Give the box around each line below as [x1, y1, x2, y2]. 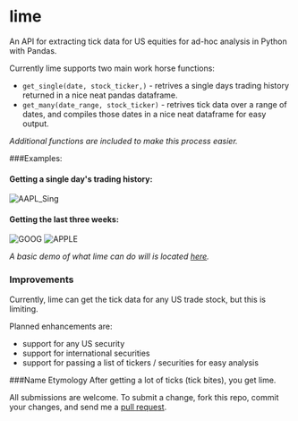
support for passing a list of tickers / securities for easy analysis [21, 357, 260, 368]
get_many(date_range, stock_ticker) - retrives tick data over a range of [21, 99, 288, 109]
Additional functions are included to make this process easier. [9, 135, 239, 146]
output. [21, 118, 49, 129]
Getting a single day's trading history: [9, 173, 153, 185]
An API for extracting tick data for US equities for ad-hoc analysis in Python [9, 36, 288, 47]
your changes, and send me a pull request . [9, 401, 167, 412]
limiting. [9, 303, 38, 314]
